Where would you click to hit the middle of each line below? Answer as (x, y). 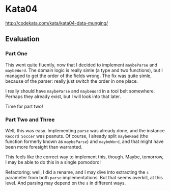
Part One (17, 54)
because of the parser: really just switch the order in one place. (72, 81)
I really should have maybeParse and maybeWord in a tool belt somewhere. (80, 91)
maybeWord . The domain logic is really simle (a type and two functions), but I (84, 70)
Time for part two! (24, 106)
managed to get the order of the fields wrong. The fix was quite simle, (78, 76)
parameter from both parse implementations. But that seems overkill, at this (84, 177)
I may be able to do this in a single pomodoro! (53, 162)
